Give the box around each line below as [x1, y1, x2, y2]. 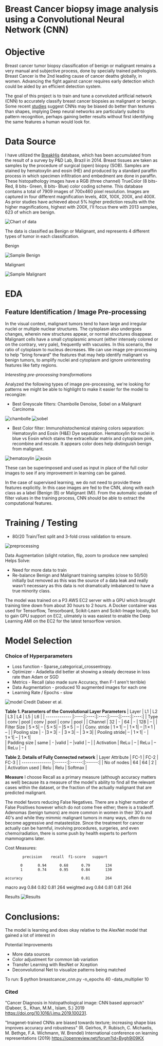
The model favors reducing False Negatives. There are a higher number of [5, 799, 154, 805]
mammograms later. [5, 835, 45, 841]
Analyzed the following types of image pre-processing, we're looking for [5, 381, 150, 387]
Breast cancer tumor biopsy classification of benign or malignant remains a [5, 63, 156, 69]
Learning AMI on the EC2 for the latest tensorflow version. [5, 618, 122, 624]
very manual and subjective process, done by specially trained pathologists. [5, 68, 158, 74]
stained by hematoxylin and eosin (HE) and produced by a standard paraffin [5, 168, 157, 174]
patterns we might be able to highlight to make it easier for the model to [5, 386, 148, 392]
